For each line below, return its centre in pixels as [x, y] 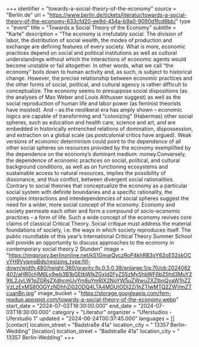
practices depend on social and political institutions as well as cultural [91, 53]
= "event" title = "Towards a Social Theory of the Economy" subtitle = [91, 27]
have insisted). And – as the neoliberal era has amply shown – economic [94, 110]
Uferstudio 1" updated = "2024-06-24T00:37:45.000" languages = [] [91, 318]
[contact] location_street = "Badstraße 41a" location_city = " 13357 [88, 325]
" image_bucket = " [57, 293]
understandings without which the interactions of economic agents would [96, 59]
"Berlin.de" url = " [28, 15]
